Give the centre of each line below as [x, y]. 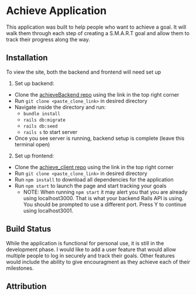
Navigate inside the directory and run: [60, 107]
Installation [27, 58]
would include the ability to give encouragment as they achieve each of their [98, 262]
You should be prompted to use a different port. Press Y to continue [105, 204]
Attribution [26, 286]
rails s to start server [50, 132]
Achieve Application [56, 11]
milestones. [20, 268]
